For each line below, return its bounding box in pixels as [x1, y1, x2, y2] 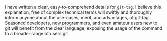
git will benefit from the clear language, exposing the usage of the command [5, 25, 163, 31]
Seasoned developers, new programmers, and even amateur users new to [5, 20, 158, 26]
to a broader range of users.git [5, 31, 68, 36]
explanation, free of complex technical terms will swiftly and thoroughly [5, 9, 152, 15]
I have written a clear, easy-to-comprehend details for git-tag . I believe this [5, 4, 161, 10]
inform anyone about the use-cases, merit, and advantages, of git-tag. [5, 15, 150, 20]
